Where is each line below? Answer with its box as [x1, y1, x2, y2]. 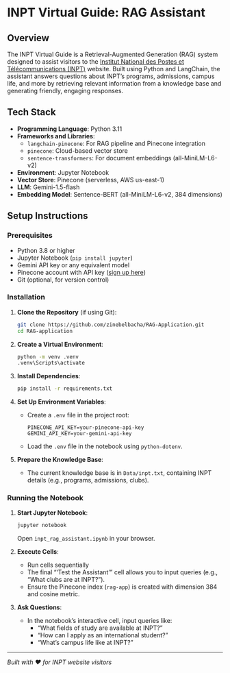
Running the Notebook [7, 493, 84, 503]
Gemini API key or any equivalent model [16, 260, 130, 269]
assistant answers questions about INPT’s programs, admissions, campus [7, 72, 215, 80]
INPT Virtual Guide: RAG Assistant [7, 5, 205, 21]
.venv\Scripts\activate [16, 360, 86, 367]
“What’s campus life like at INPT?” [37, 639, 133, 647]
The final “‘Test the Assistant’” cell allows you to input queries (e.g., [27, 568, 218, 576]
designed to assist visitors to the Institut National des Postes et [7, 58, 185, 66]
